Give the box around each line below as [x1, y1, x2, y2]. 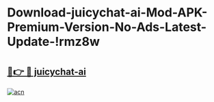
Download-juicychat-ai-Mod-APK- [7, 5, 208, 21]
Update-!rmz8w [7, 34, 101, 49]
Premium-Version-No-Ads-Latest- [7, 19, 207, 35]
